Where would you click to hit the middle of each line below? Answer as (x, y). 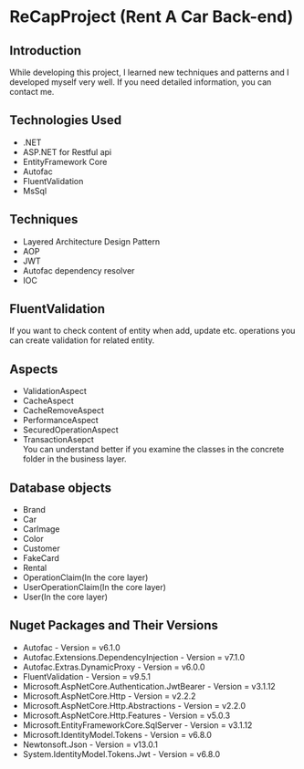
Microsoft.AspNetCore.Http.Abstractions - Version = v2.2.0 (134, 705)
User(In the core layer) (65, 597)
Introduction (46, 51)
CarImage (42, 529)
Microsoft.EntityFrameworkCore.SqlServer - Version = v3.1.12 (137, 725)
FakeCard (41, 558)
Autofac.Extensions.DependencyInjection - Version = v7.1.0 (134, 657)
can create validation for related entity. (82, 340)
